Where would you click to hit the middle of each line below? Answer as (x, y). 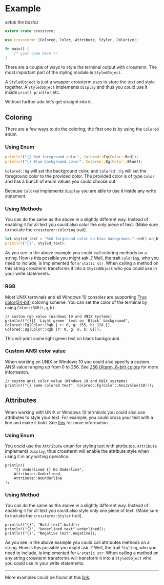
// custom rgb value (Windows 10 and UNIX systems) (59, 317)
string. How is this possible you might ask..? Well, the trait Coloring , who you (82, 258)
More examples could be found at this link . (48, 577)
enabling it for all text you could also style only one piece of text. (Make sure (82, 511)
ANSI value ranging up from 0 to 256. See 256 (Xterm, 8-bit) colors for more (82, 367)
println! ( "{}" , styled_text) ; (36, 244)
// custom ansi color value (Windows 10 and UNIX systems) (66, 381)
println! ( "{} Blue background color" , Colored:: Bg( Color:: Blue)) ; (74, 162)
